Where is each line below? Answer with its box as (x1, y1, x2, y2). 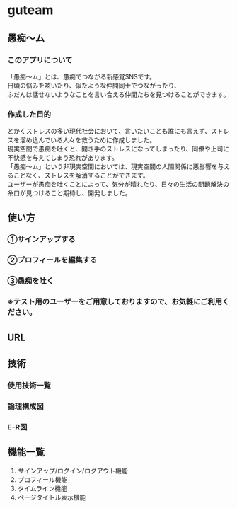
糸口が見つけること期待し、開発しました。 (7, 189, 132, 197)
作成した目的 (7, 109, 52, 119)
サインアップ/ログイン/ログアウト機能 (17, 466, 128, 475)
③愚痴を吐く (7, 276, 54, 286)
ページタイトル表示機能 (17, 492, 86, 501)
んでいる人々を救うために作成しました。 (37, 136, 156, 144)
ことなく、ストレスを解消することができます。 (13, 171, 150, 180)
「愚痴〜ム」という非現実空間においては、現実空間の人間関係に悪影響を (7, 162, 218, 171)
